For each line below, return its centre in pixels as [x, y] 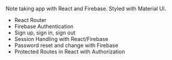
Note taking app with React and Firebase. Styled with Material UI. [86, 9]
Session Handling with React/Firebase [61, 39]
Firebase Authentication [44, 26]
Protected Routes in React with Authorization [70, 52]
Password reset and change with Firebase [66, 45]
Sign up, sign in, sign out [45, 33]
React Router [30, 20]
